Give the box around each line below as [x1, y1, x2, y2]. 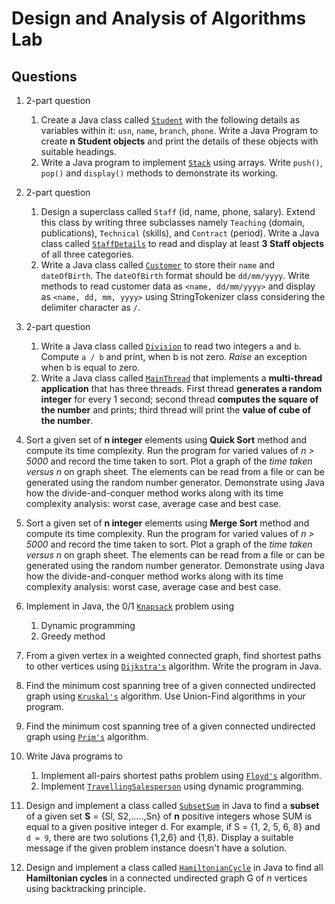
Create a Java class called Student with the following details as [40, 114, 301, 126]
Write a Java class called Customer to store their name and [40, 259, 275, 271]
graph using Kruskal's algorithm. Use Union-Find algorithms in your [25, 690, 306, 702]
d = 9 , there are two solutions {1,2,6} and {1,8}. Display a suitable [25, 832, 294, 843]
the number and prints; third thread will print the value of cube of [40, 404, 312, 416]
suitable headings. [40, 146, 117, 157]
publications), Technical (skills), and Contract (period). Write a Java [40, 227, 320, 239]
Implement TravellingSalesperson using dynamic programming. [40, 780, 304, 792]
